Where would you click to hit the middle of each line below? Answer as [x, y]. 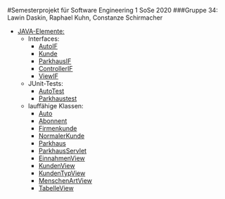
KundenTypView [62, 173]
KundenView [57, 166]
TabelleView [56, 188]
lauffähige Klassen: [56, 106]
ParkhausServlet [62, 151]
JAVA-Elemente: [41, 31]
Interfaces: [44, 39]
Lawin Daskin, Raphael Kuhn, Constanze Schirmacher [85, 18]
